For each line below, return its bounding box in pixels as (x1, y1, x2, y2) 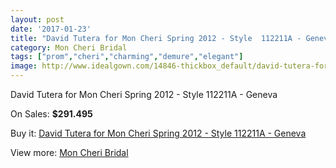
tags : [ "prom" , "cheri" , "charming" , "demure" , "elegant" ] (10, 52, 244, 62)
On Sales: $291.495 (10, 108, 93, 120)
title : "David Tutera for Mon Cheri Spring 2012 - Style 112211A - (10, 33, 302, 43)
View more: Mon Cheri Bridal (10, 147, 129, 158)
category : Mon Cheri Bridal (10, 42, 128, 53)
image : (10, 61, 38, 71)
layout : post (10, 14, 65, 25)
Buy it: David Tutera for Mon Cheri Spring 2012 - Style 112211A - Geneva (10, 127, 307, 139)
